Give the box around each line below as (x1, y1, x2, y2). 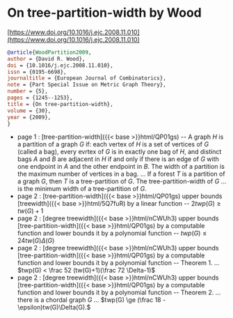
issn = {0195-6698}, (7, 68, 67, 75)
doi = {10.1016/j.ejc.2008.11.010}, (7, 61, 113, 69)
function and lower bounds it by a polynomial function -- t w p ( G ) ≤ (17, 229, 207, 238)
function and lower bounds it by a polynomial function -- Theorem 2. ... (17, 288, 221, 297)
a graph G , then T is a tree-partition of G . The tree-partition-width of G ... (17, 177, 227, 185)
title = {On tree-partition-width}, (7, 100, 113, 107)
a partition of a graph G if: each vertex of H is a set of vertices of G (17, 140, 209, 149)
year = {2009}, (7, 114, 51, 121)
